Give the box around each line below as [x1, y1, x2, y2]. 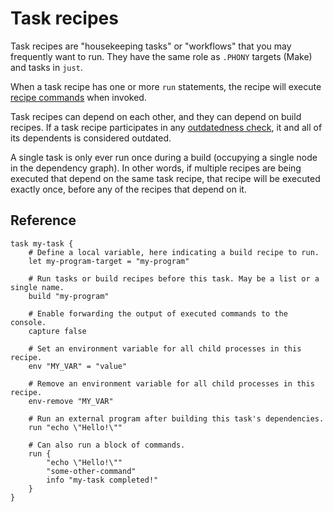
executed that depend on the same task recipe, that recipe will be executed [10, 172, 321, 184]
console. [10, 317, 47, 327]
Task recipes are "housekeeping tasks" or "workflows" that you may [10, 40, 292, 52]
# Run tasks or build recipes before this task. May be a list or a [28, 273, 320, 284]
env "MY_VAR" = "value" [28, 361, 128, 371]
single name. [10, 282, 65, 292]
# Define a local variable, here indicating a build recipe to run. [28, 247, 320, 257]
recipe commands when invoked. [10, 91, 147, 103]
